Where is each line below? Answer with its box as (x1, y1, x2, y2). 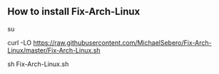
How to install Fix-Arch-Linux (7, 6, 141, 18)
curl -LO (7, 38, 32, 47)
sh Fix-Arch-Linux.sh (7, 60, 69, 68)
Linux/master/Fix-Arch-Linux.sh (7, 46, 101, 54)
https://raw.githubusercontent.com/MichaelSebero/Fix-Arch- (33, 38, 212, 47)
